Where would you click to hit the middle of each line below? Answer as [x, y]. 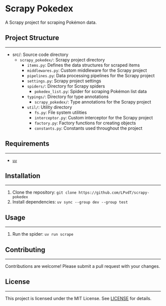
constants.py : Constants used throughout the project [88, 128]
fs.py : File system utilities [61, 112]
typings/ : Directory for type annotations [68, 97]
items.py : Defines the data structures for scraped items [83, 65]
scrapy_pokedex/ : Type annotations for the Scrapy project [93, 102]
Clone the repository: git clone [44, 192]
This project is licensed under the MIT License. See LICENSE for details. [78, 298]
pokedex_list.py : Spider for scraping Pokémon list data [91, 91]
